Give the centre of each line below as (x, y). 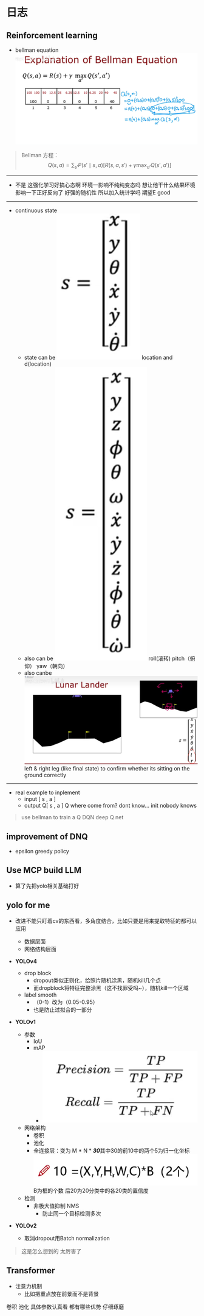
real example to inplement (47, 792)
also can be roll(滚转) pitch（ (107, 658)
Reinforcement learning (52, 35)
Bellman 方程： (40, 155)
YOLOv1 (25, 1022)
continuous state (36, 210)
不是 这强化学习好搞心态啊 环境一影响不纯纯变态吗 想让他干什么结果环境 (105, 185)
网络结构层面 (40, 949)
